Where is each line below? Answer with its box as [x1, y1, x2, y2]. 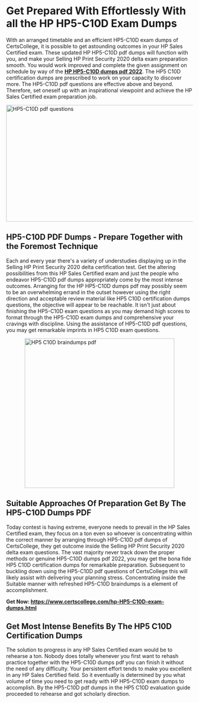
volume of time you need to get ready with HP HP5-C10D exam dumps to [6, 678, 185, 685]
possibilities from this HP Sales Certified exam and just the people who [6, 270, 179, 277]
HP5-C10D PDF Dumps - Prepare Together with [6, 232, 183, 242]
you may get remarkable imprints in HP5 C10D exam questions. [6, 326, 160, 333]
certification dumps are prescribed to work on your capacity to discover [6, 74, 182, 81]
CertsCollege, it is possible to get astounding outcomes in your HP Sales [6, 43, 183, 50]
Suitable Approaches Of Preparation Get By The [6, 499, 187, 509]
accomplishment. [6, 586, 49, 593]
